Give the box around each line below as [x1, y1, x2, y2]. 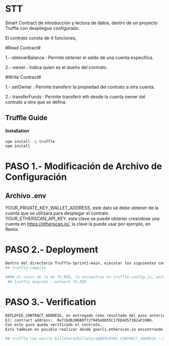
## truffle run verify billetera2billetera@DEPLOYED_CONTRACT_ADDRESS [5, 336, 156, 341]
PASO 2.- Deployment [5, 244, 99, 256]
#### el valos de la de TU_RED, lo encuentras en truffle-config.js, [5, 274, 154, 279]
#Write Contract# [5, 74, 41, 80]
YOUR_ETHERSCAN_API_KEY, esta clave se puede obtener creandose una [5, 216, 160, 222]
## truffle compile [5, 266, 46, 271]
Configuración [5, 171, 67, 183]
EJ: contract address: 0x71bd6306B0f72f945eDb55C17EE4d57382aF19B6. [5, 318, 154, 323]
